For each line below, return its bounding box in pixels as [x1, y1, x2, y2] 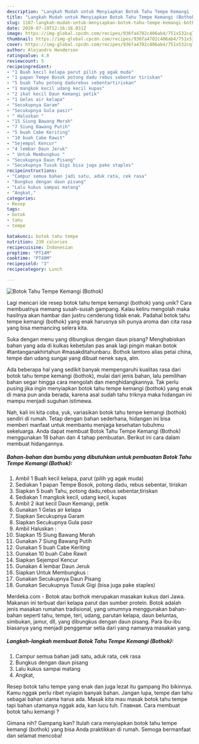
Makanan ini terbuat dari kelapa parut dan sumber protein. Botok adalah [6, 599, 182, 606]
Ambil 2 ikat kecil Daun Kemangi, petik [15, 500, 109, 507]
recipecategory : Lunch [6, 266, 63, 272]
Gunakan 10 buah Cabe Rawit [15, 550, 87, 557]
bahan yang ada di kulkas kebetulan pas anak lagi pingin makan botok [6, 342, 177, 349]
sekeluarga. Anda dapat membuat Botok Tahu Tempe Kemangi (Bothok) [6, 428, 181, 435]
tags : [6, 206, 20, 213]
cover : [6, 42, 23, 48]
